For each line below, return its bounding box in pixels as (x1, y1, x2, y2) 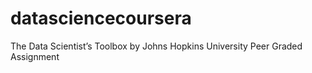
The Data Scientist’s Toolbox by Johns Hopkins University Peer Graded (10, 40, 303, 52)
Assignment (10, 50, 60, 62)
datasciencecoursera (10, 7, 192, 30)
